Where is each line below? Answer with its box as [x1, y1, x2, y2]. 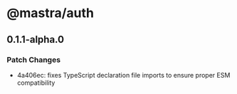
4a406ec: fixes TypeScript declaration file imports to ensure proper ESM [16, 70, 231, 79]
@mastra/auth [6, 5, 94, 21]
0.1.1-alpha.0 [6, 33, 65, 46]
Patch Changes [6, 55, 61, 65]
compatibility [16, 78, 56, 87]
